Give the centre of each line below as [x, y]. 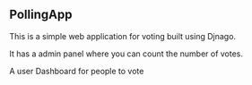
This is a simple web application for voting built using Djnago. [122, 36]
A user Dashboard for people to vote [77, 71]
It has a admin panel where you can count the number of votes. [126, 54]
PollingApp [41, 15]
